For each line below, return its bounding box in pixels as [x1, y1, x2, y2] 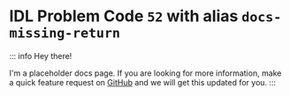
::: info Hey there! [9, 50, 72, 61]
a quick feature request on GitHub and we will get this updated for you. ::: [9, 77, 277, 87]
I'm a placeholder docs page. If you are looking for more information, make [9, 68, 282, 78]
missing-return [9, 25, 121, 41]
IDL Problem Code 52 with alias [9, 6, 239, 26]
